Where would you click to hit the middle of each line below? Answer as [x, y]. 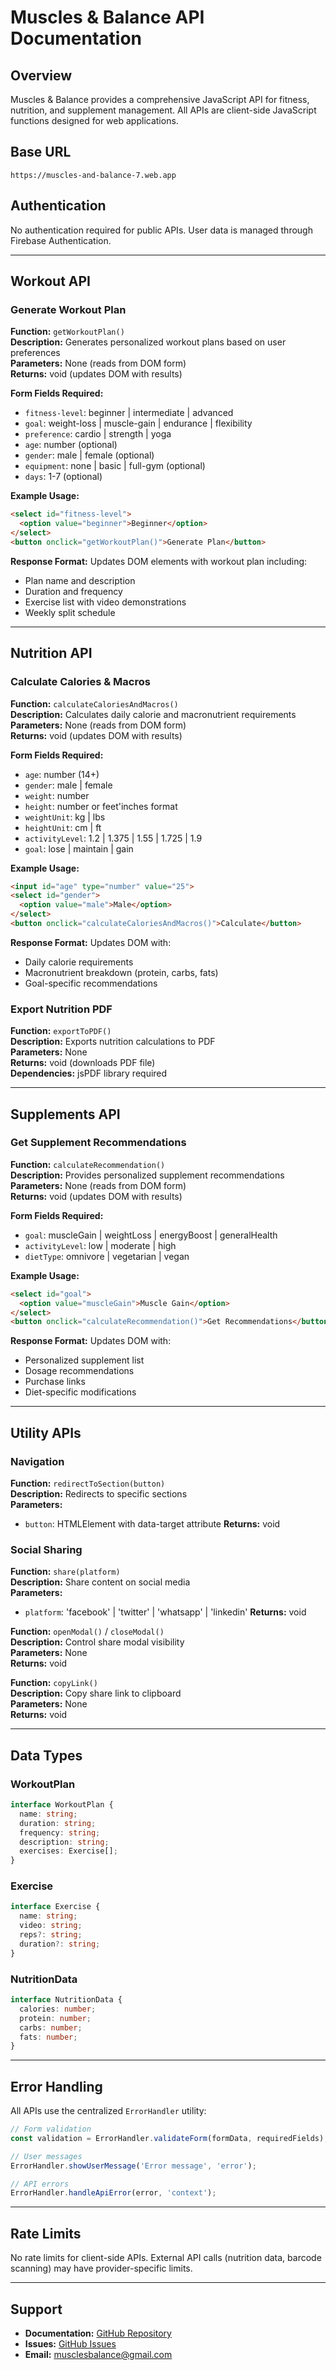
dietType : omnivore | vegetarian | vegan [107, 1256]
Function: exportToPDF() [61, 1031]
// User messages [46, 2156]
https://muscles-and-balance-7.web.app [93, 175]
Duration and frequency [73, 591]
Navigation [37, 1461]
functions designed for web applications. [94, 120]
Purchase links [55, 1382]
